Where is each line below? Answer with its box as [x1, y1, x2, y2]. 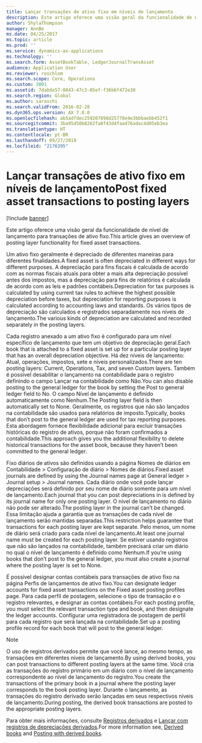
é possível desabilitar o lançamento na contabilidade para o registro [6, 371, 174, 378]
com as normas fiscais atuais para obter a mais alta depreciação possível [6, 270, 188, 277]
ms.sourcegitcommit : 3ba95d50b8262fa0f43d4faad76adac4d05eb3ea [6, 121, 168, 127]
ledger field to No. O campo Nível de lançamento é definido [6, 390, 153, 397]
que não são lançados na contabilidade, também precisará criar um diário [6, 542, 189, 549]
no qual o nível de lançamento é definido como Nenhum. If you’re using [6, 549, 182, 556]
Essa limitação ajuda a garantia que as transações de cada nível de [6, 510, 173, 517]
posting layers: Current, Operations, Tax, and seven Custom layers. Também [6, 365, 195, 372]
